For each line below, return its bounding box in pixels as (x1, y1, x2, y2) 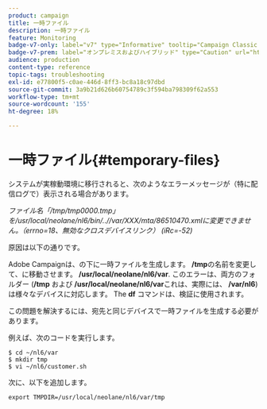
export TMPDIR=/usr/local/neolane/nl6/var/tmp (8, 393, 165, 401)
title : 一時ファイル (8, 19, 69, 27)
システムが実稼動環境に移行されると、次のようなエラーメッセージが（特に (8, 179, 252, 188)
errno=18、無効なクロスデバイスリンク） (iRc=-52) (25, 226, 193, 235)
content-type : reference (8, 64, 91, 71)
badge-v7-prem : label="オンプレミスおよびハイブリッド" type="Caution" (8, 48, 232, 56)
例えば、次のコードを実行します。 (8, 333, 119, 342)
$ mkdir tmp (8, 355, 48, 364)
